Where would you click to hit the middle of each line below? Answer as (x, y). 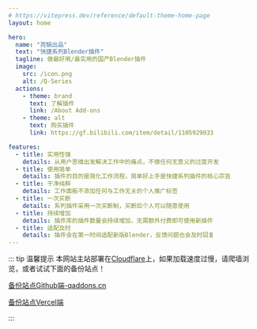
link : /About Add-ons (65, 111)
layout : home (30, 23)
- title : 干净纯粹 (43, 184)
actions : (30, 89)
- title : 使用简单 (43, 169)
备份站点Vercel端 (36, 302)
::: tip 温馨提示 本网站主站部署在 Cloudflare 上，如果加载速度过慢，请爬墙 (125, 259)
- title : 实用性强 (43, 154)
